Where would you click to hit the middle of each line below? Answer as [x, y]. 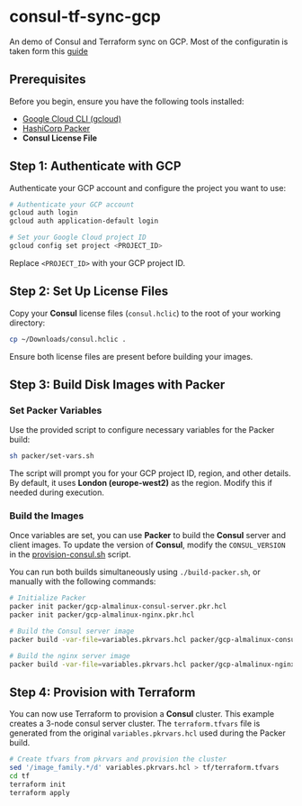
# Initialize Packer [48, 598]
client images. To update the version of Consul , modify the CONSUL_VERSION [147, 545]
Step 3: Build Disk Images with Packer [117, 385]
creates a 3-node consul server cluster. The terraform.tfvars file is [135, 724]
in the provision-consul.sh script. [71, 554]
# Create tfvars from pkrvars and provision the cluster [118, 759]
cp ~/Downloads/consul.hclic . [68, 339]
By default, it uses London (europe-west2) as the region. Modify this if [141, 483]
